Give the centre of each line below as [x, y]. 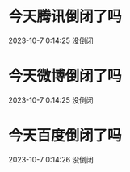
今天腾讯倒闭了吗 [65, 17]
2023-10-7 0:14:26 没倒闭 [51, 159]
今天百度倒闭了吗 [65, 136]
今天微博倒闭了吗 [65, 76]
